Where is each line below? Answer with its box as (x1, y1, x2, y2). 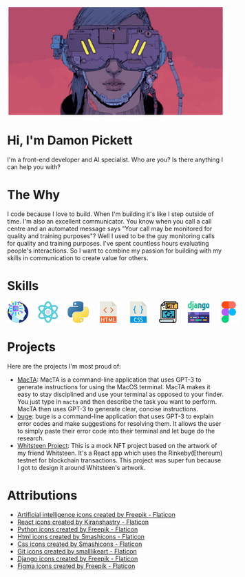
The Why (7, 187, 61, 203)
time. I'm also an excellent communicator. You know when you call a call (7, 217, 212, 225)
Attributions (7, 487, 78, 503)
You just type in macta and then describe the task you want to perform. (17, 397, 217, 406)
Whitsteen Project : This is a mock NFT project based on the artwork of (17, 441, 217, 449)
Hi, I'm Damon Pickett (7, 133, 133, 148)
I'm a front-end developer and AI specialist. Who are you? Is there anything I (7, 155, 224, 164)
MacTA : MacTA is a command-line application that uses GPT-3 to (17, 375, 202, 384)
